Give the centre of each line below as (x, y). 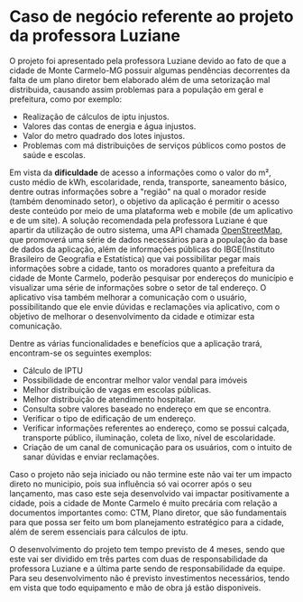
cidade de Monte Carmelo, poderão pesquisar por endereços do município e (151, 278)
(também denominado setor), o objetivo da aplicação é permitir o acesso (144, 201)
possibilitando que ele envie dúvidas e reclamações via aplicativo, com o (145, 306)
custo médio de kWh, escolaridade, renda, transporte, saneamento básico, (148, 181)
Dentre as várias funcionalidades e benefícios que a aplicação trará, (136, 343)
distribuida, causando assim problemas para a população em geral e (137, 89)
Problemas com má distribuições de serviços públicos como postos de (154, 145)
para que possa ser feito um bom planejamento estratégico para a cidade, (147, 522)
